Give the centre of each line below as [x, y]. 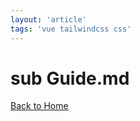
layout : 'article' [48, 19]
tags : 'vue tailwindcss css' [71, 29]
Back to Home [39, 106]
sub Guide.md [70, 78]
